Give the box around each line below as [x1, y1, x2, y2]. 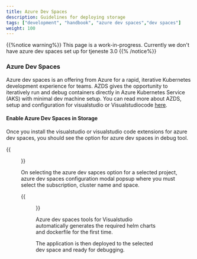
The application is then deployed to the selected [35, 239, 153, 247]
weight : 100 [6, 25, 35, 31]
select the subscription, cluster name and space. [21, 181, 140, 188]
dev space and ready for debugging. [35, 246, 125, 253]
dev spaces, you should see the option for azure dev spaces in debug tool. [6, 134, 188, 141]
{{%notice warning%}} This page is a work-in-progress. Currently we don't [6, 41, 190, 49]
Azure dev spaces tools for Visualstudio [35, 216, 133, 223]
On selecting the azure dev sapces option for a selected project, [21, 168, 177, 175]
